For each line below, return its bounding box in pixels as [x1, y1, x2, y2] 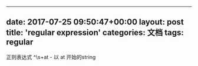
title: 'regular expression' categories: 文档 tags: [6, 27, 184, 38]
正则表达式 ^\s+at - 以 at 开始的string [6, 53, 96, 60]
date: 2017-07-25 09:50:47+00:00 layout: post [6, 17, 184, 27]
